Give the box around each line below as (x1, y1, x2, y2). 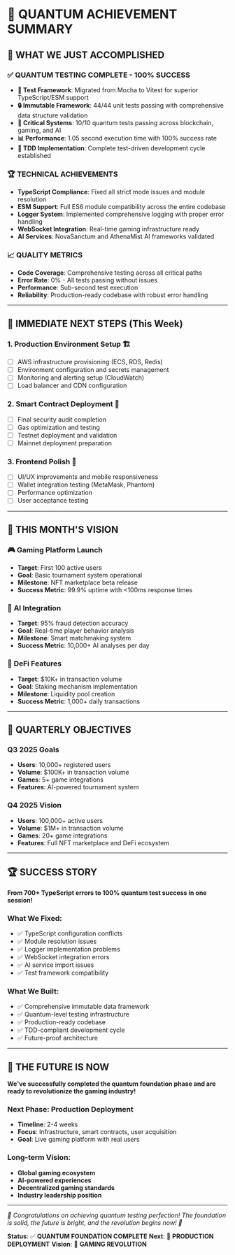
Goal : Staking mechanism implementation (17, 682, 138, 691)
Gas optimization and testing (17, 423, 100, 431)
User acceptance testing (17, 496, 89, 505)
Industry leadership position (17, 1191, 102, 1199)
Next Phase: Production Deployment (7, 1104, 134, 1114)
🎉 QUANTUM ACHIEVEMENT (7, 6, 178, 22)
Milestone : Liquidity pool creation (17, 689, 115, 698)
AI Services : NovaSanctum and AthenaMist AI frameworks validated (17, 232, 215, 241)
